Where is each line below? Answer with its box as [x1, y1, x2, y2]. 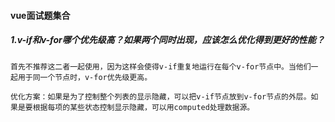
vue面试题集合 [10, 9, 71, 21]
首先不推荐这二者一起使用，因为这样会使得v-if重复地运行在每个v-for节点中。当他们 [10, 61, 312, 72]
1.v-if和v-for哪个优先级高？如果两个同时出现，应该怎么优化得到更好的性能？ [10, 34, 325, 46]
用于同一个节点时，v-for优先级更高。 [17, 72, 153, 82]
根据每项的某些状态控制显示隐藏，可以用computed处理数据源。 [32, 102, 255, 112]
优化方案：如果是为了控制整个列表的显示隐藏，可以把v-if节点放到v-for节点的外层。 [10, 91, 312, 102]
